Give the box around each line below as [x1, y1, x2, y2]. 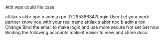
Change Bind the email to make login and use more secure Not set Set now [5, 24, 160, 30]
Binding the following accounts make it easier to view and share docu [5, 30, 148, 35]
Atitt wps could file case [5, 4, 55, 10]
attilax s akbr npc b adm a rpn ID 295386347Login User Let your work [5, 14, 150, 19]
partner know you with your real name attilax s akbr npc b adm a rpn [5, 19, 146, 25]
